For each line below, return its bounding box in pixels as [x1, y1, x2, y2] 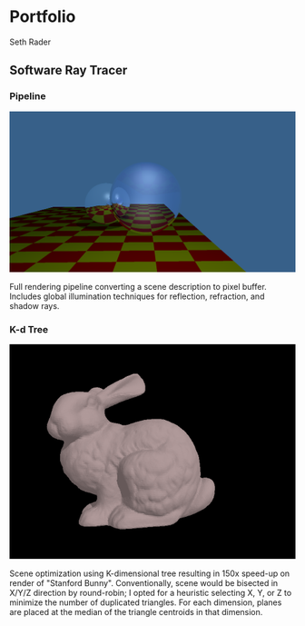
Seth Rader [9, 36, 52, 47]
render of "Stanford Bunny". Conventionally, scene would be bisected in [9, 577, 279, 588]
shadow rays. [9, 300, 60, 311]
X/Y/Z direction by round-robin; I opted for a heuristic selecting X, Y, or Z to [9, 587, 292, 598]
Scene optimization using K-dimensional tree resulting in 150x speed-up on [9, 568, 290, 579]
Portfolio [9, 6, 76, 27]
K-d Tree [9, 323, 49, 335]
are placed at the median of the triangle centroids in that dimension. [9, 606, 263, 617]
